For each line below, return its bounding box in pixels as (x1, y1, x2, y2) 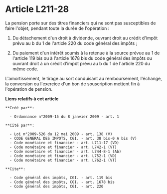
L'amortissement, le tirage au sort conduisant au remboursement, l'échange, (5, 75, 162, 81)
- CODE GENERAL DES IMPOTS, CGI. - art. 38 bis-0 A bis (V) (9, 136, 137, 141)
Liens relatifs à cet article (5, 96, 59, 102)
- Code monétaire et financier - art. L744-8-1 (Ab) (9, 149, 122, 154)
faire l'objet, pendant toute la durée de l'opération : (5, 25, 110, 31)
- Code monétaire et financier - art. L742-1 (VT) (9, 145, 117, 150)
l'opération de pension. (5, 86, 53, 92)
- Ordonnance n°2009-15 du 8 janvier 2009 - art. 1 (9, 114, 120, 119)
